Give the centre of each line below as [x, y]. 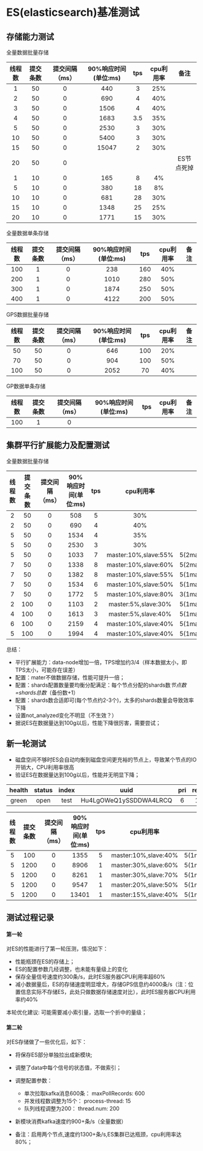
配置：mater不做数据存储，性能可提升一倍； [70, 677]
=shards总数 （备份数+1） [47, 692]
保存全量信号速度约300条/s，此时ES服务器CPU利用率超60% [90, 977]
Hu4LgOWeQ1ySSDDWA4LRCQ [127, 800]
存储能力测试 [30, 37]
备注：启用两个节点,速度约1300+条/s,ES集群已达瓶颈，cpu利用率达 [98, 1135]
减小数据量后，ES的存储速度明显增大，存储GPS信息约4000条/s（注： [101, 984]
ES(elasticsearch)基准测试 [73, 12]
